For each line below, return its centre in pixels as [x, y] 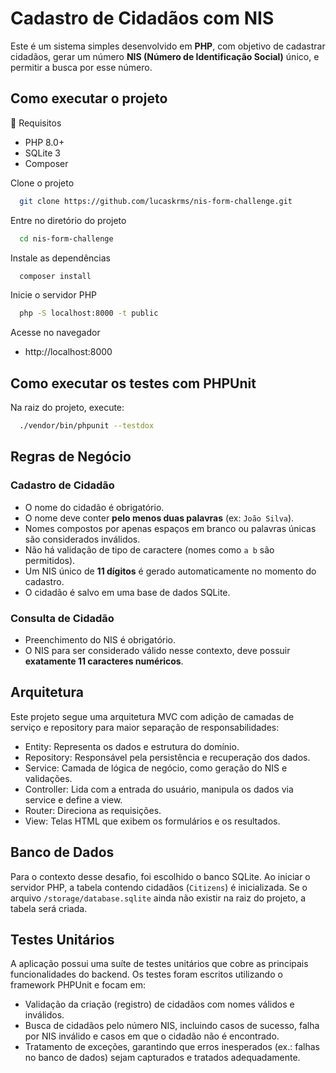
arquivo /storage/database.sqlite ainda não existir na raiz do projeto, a [158, 898]
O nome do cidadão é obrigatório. [94, 507]
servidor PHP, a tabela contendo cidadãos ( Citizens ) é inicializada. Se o [159, 887]
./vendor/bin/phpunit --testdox [87, 426]
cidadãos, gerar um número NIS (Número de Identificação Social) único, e [165, 56]
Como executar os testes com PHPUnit [133, 383]
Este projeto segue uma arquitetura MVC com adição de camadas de [152, 716]
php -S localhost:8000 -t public [89, 313]
